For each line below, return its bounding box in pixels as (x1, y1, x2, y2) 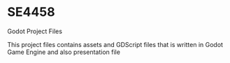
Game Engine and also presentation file (7, 48, 121, 56)
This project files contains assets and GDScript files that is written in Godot (7, 40, 224, 48)
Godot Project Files (7, 27, 63, 35)
